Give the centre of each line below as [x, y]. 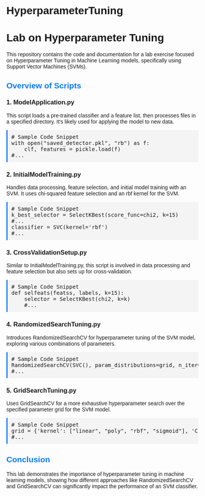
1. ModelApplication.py [41, 102]
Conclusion [28, 459]
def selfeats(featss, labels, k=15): [68, 293]
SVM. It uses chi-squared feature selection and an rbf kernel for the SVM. [93, 194]
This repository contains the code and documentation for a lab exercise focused [100, 54]
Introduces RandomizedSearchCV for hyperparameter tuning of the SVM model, [101, 337]
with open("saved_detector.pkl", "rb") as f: [81, 143]
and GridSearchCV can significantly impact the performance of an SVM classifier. [102, 486]
